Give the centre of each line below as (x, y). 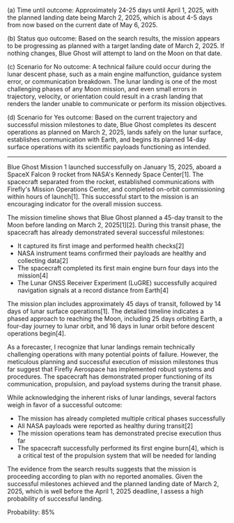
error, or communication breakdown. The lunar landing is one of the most (112, 82)
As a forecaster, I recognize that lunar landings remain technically (101, 347)
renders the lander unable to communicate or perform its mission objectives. (117, 104)
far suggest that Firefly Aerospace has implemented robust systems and (111, 369)
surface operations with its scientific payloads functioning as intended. (109, 147)
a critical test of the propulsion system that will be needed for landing (117, 455)
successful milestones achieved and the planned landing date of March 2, (113, 484)
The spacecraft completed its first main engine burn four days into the (118, 268)
